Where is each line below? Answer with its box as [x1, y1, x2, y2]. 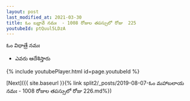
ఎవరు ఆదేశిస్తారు [14, 55, 51, 62]
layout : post [6, 8, 39, 15]
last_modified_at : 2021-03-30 [6, 14, 82, 20]
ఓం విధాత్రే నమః [6, 42, 40, 49]
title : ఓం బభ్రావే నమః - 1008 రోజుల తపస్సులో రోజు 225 [6, 20, 136, 26]
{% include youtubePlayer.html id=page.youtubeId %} [6, 68, 140, 75]
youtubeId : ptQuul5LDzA [6, 25, 66, 32]
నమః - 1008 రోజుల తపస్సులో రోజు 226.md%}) [6, 87, 112, 94]
